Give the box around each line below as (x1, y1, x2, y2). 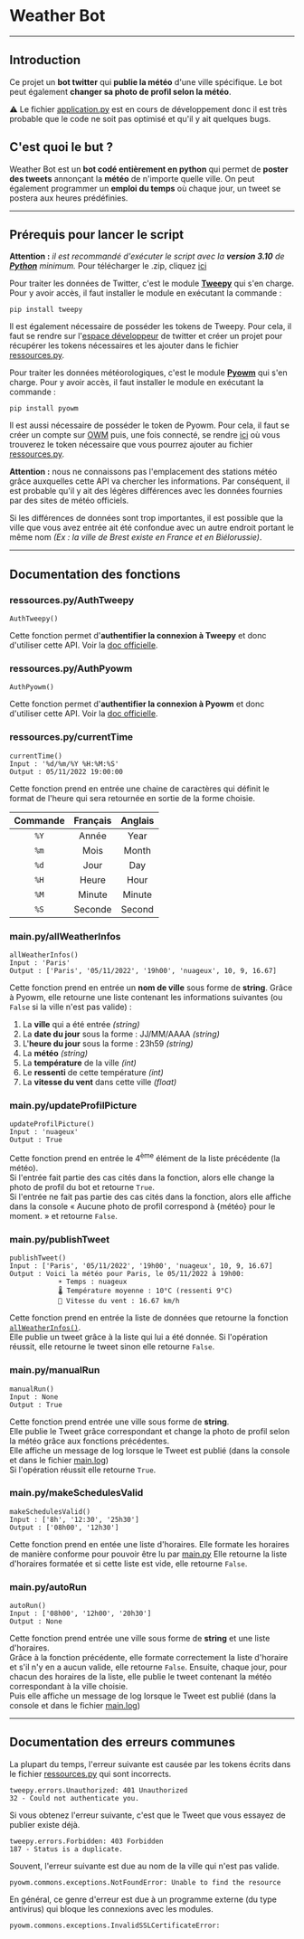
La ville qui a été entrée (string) (22, 1018, 140, 1029)
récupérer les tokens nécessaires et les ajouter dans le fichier (9, 340, 240, 351)
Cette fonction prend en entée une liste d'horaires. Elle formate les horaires (9, 1538, 290, 1549)
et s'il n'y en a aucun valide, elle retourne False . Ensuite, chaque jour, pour (9, 1661, 288, 1673)
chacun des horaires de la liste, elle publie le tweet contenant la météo (9, 1671, 272, 1682)
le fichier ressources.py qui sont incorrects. (9, 1768, 172, 1779)
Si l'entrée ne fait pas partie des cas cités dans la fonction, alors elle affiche (9, 1191, 291, 1202)
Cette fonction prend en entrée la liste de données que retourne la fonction (9, 1312, 289, 1323)
